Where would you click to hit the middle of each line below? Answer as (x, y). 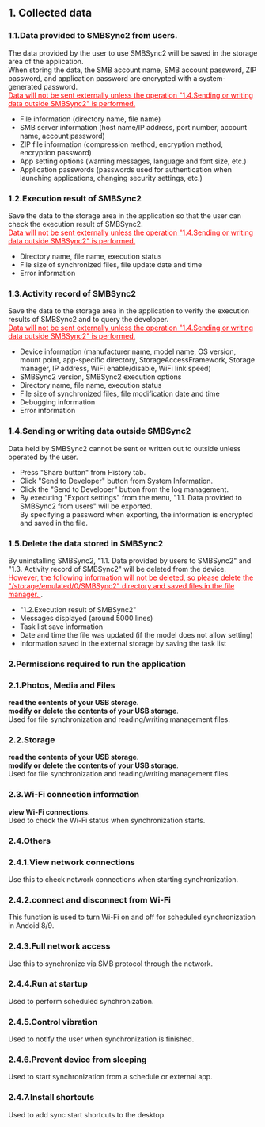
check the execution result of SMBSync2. (76, 224)
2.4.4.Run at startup (48, 984)
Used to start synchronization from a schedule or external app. (110, 1077)
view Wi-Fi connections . (49, 811)
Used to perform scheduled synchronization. (81, 1001)
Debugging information (57, 402)
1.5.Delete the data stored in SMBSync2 (86, 543)
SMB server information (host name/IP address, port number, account (133, 127)
